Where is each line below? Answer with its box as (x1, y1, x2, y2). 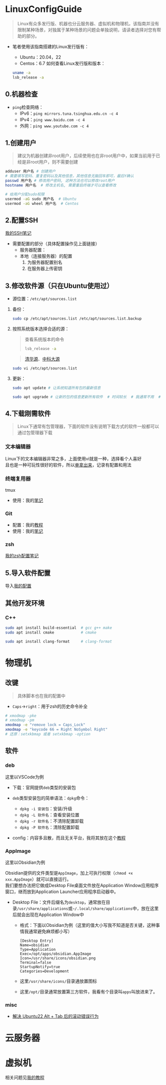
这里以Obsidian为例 (5, 859, 46, 865)
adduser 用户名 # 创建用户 (5, 169, 56, 174)
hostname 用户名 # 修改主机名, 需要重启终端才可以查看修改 (5, 182, 117, 187)
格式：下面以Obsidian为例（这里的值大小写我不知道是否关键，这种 (19, 922, 156, 928)
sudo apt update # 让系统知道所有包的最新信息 (12, 385, 101, 390)
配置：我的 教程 (12, 522, 43, 528)
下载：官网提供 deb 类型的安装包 (12, 784, 76, 790)
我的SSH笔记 (5, 230, 32, 236)
